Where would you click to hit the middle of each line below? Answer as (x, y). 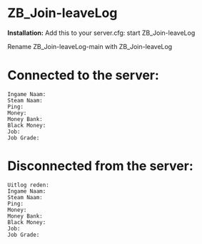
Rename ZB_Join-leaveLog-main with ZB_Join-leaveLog (90, 46)
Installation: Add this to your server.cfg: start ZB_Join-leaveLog (101, 33)
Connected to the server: (83, 75)
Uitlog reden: (29, 185)
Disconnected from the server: (101, 166)
